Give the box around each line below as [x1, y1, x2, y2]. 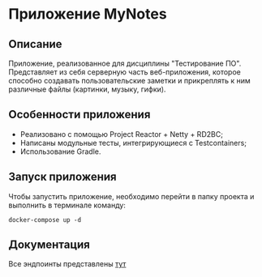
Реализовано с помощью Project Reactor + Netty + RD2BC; [19, 129, 223, 138]
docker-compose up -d [8, 215, 82, 224]
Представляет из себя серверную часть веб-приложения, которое [8, 67, 241, 77]
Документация [8, 238, 91, 252]
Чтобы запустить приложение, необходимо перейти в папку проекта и [8, 191, 255, 201]
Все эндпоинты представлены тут [8, 259, 127, 269]
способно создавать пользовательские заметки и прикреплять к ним [8, 76, 251, 85]
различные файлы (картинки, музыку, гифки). [8, 84, 166, 94]
